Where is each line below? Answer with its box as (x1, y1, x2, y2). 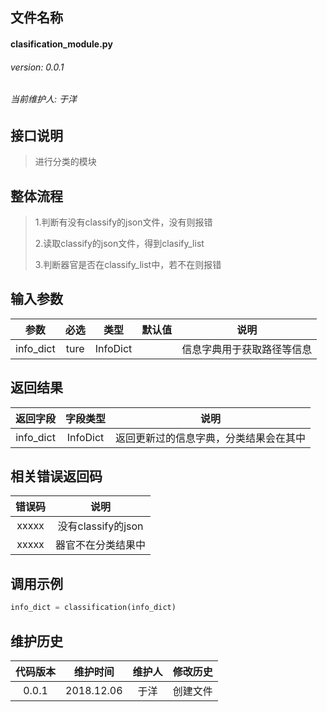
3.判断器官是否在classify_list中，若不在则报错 (34, 259, 222, 271)
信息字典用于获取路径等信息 (181, 342, 313, 356)
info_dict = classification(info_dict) (10, 603, 177, 613)
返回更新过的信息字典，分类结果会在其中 (115, 431, 307, 445)
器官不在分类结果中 (55, 538, 147, 552)
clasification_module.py (10, 38, 113, 50)
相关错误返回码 (10, 468, 103, 485)
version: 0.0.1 (10, 61, 65, 73)
